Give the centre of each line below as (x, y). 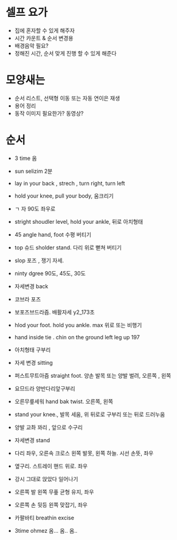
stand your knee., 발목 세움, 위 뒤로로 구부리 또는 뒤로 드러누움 (90, 414)
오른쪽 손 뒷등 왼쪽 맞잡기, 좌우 (51, 505)
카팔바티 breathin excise (44, 517)
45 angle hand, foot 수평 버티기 (53, 234)
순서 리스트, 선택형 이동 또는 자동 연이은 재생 (67, 98)
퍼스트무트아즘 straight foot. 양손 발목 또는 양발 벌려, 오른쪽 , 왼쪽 (93, 375)
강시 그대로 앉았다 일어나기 (46, 479)
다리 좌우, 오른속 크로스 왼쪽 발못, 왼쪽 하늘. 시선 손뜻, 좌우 (84, 453)
